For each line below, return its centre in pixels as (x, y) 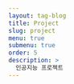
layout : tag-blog (37, 16)
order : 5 (23, 53)
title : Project (34, 23)
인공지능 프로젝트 (39, 68)
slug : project (32, 30)
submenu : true (32, 46)
